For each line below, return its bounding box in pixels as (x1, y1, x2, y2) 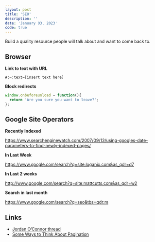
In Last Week (5, 152, 32, 158)
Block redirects (5, 83, 36, 89)
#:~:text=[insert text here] (5, 75, 64, 80)
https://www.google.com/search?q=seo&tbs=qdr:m (5, 199, 108, 205)
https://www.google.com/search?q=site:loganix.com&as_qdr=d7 (5, 161, 135, 168)
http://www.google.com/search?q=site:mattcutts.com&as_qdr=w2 (5, 180, 138, 186)
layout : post (5, 7, 32, 12)
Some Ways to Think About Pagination (12, 231, 89, 237)
